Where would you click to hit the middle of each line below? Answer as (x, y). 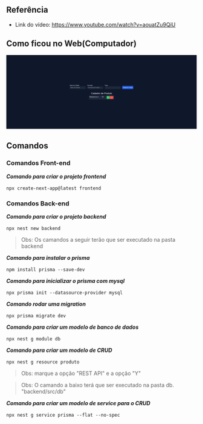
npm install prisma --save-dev (46, 270)
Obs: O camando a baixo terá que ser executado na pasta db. (97, 385)
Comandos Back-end (38, 204)
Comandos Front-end (38, 163)
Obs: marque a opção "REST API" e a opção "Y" (81, 373)
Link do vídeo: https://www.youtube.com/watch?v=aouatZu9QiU (95, 24)
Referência (27, 10)
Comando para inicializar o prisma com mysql (66, 281)
